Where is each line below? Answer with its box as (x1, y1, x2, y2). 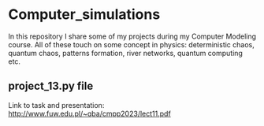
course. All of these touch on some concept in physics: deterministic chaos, (8, 39, 255, 49)
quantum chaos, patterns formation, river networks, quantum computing (8, 48, 243, 57)
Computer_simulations (8, 6, 161, 24)
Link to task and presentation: (8, 100, 105, 109)
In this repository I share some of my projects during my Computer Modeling (8, 31, 257, 41)
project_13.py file (8, 80, 94, 93)
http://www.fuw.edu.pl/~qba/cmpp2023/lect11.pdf (8, 109, 171, 118)
